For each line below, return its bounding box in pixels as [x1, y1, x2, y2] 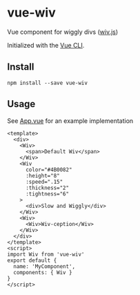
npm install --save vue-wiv [7, 79, 88, 86]
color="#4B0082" [25, 166, 72, 173]
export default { [7, 257, 57, 264]
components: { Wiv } [13, 269, 72, 276]
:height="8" [25, 172, 60, 179]
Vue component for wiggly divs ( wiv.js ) [7, 28, 119, 36]
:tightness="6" [25, 190, 70, 198]
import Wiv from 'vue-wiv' [7, 251, 85, 258]
